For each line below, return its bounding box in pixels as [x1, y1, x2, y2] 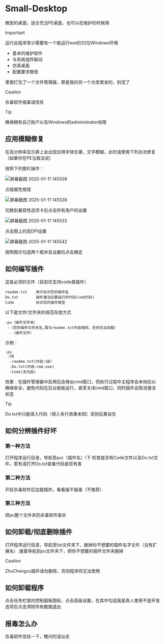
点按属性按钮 [5, 186, 31, 192]
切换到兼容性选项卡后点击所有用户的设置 [5, 207, 87, 213]
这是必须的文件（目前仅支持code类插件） [5, 279, 89, 285]
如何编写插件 [5, 265, 44, 273]
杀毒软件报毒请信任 [5, 99, 44, 105]
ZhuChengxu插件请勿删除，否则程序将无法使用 [5, 568, 100, 574]
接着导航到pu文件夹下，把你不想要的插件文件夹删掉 [19, 548, 124, 554]
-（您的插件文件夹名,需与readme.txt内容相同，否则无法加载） [7, 325, 118, 330]
